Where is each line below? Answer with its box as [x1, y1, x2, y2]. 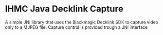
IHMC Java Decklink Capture [5, 3, 124, 14]
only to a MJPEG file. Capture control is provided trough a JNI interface [5, 24, 148, 30]
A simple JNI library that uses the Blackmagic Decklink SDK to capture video [5, 19, 158, 25]
